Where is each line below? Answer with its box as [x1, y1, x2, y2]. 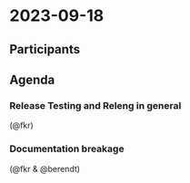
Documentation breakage [9, 142, 125, 155]
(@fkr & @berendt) [9, 163, 80, 174]
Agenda [9, 72, 55, 87]
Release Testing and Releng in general [9, 99, 182, 111]
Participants [9, 42, 80, 57]
